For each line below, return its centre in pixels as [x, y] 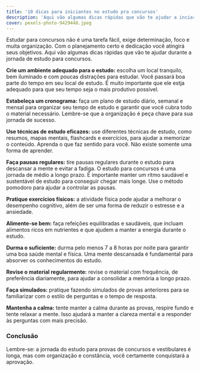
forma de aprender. [30, 151]
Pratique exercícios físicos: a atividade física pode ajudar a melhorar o [94, 199]
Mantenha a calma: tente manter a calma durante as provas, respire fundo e [100, 308]
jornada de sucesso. [31, 120]
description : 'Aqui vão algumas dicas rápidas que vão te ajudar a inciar [101, 17]
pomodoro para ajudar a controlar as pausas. [62, 188]
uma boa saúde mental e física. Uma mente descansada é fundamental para [100, 254]
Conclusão [22, 336]
